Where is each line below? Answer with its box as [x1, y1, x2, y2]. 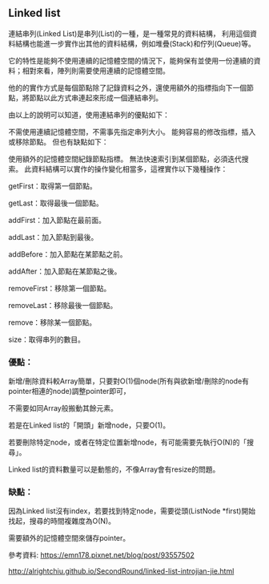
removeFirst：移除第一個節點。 [8, 283, 111, 293]
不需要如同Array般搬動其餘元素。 [8, 404, 118, 413]
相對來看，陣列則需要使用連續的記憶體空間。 [22, 66, 170, 75]
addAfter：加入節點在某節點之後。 [8, 266, 122, 276]
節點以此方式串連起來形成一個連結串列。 [29, 92, 163, 103]
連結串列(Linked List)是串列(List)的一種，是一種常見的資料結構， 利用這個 [8, 28, 251, 39]
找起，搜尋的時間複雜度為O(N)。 [8, 517, 116, 526]
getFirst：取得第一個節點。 [8, 180, 98, 191]
